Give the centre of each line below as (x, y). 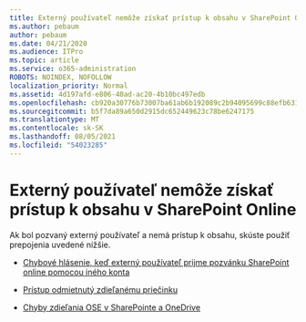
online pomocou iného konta (76, 272)
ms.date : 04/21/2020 (49, 43)
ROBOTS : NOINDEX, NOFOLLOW (61, 78)
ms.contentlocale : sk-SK (56, 129)
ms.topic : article (44, 60)
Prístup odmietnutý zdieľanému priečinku (100, 289)
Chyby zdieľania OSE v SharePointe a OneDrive (112, 307)
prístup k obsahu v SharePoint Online (153, 209)
